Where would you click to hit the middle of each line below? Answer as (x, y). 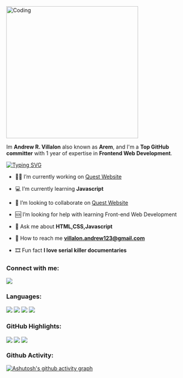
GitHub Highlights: (34, 326)
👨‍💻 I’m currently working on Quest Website (68, 177)
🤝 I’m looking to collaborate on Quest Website (71, 203)
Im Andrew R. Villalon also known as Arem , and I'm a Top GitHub (88, 147)
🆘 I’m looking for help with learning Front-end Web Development (96, 214)
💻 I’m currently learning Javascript (59, 189)
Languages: (24, 296)
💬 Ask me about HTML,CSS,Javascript (64, 226)
